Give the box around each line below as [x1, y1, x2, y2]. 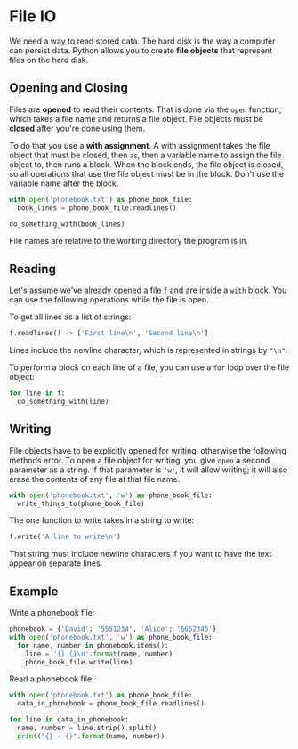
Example [9, 584, 59, 599]
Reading [9, 261, 56, 277]
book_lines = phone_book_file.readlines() [17, 203, 177, 213]
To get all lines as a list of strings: [9, 311, 132, 322]
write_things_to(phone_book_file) [17, 499, 145, 508]
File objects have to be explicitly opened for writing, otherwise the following [9, 445, 286, 455]
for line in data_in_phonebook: [9, 715, 129, 724]
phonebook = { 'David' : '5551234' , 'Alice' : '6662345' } [9, 624, 217, 633]
